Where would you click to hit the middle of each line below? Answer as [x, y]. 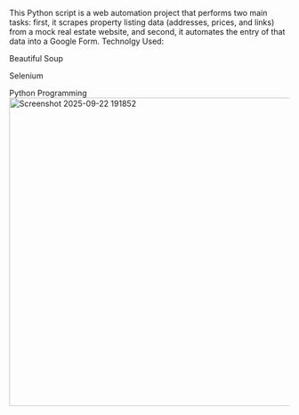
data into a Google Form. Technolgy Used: [87, 41]
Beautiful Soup [36, 58]
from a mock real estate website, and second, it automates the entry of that [147, 32]
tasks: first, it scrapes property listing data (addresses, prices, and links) [142, 22]
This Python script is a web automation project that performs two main [138, 13]
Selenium [26, 76]
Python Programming [48, 93]
